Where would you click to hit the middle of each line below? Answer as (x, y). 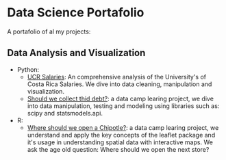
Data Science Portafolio (76, 13)
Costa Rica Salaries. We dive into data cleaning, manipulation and (120, 84)
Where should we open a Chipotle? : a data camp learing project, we (123, 127)
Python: (28, 69)
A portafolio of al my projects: (49, 31)
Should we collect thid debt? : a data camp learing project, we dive (121, 98)
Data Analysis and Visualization (76, 53)
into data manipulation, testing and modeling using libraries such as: (123, 106)
